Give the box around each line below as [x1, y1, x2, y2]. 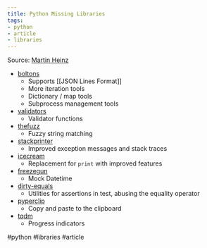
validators [17, 107, 47, 116]
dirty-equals [17, 182, 54, 190]
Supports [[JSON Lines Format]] [27, 77, 122, 85]
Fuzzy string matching [27, 130, 93, 138]
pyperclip [17, 197, 46, 205]
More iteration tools [27, 85, 85, 93]
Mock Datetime [27, 174, 73, 183]
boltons [17, 70, 40, 78]
